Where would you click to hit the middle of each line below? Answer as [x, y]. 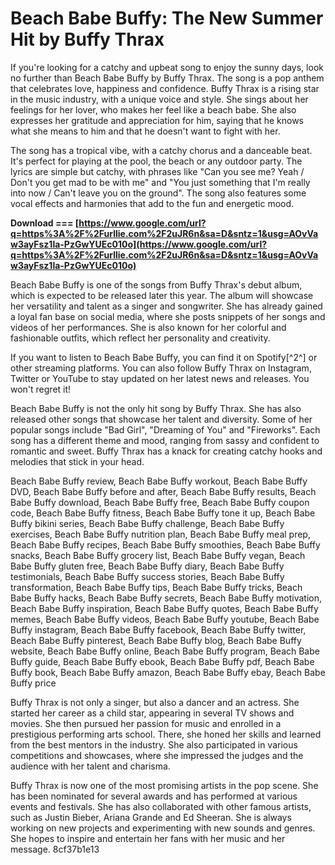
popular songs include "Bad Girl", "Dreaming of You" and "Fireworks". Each [165, 429]
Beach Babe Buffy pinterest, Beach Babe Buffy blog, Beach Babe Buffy [156, 640]
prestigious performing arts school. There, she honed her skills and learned [166, 734]
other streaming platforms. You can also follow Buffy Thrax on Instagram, [161, 368]
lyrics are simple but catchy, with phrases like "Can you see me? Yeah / [157, 171]
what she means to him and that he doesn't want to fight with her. [145, 131]
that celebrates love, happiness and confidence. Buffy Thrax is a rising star [165, 88]
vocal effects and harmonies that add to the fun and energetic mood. [152, 203]
